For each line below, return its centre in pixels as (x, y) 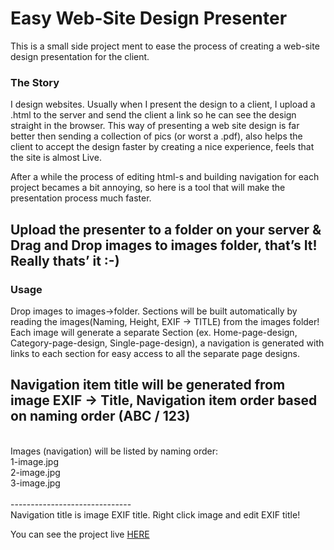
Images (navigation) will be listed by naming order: (114, 451)
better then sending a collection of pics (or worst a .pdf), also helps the (156, 136)
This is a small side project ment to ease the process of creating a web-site (165, 46)
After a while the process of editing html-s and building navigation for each (165, 177)
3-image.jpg (35, 483)
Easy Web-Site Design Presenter (149, 18)
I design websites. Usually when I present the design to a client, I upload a (163, 104)
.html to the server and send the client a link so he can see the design (153, 115)
